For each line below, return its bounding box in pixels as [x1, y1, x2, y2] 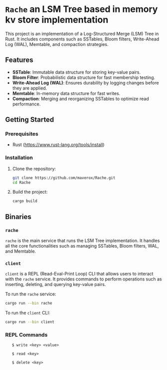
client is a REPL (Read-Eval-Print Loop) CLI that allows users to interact [5, 271, 154, 277]
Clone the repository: [12, 165, 56, 171]
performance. [12, 101, 41, 107]
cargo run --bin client [5, 319, 55, 324]
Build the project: [12, 189, 48, 195]
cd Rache [12, 180, 31, 185]
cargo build [12, 198, 37, 203]
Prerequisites [5, 130, 38, 137]
